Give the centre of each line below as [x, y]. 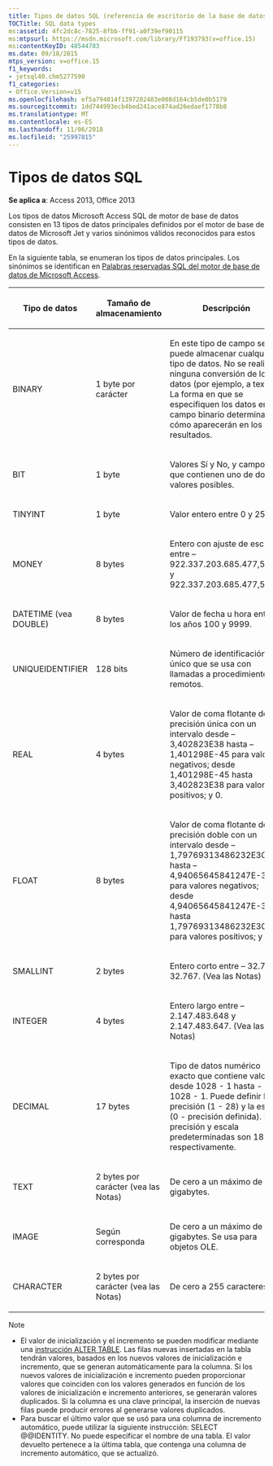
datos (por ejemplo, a [210, 383]
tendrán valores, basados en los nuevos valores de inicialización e [131, 1358]
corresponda [120, 1241]
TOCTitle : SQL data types [52, 24]
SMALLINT [33, 971]
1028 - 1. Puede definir [215, 1096]
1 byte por [115, 383]
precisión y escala [204, 1127]
